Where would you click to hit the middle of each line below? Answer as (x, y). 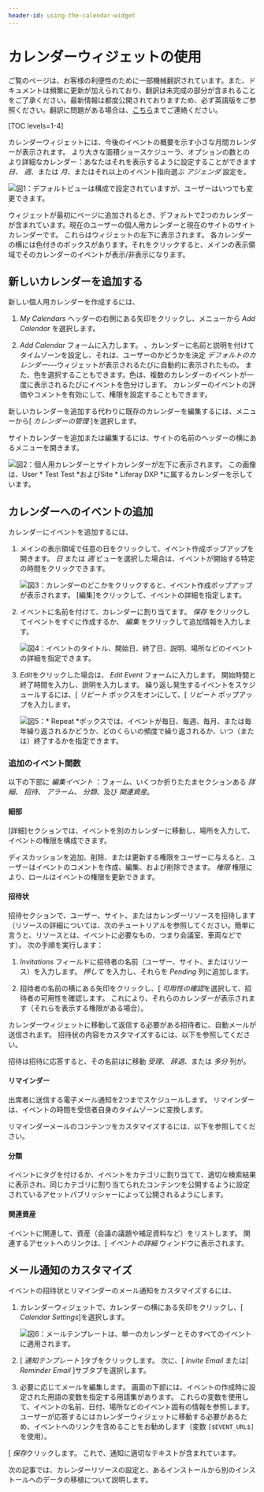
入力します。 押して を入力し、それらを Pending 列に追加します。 (147, 972)
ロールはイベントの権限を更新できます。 (94, 877)
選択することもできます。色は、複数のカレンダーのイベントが (147, 375)
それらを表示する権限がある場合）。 (91, 1008)
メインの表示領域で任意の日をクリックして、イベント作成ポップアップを (137, 549)
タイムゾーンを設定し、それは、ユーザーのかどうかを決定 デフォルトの (134, 355)
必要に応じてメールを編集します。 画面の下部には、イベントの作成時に (134, 1387)
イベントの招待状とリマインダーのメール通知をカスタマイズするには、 (122, 1291)
